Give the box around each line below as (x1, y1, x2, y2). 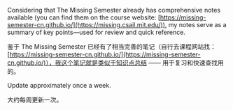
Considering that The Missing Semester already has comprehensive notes (7, 6, 221, 14)
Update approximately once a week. (7, 81, 111, 89)
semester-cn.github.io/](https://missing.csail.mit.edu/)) (7, 21, 166, 29)
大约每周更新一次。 (7, 95, 63, 104)
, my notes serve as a (164, 21, 227, 29)
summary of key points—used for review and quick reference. (7, 28, 185, 36)
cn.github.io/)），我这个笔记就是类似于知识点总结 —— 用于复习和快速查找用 (7, 58, 224, 67)
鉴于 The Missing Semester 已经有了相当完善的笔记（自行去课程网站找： (7, 42, 217, 51)
